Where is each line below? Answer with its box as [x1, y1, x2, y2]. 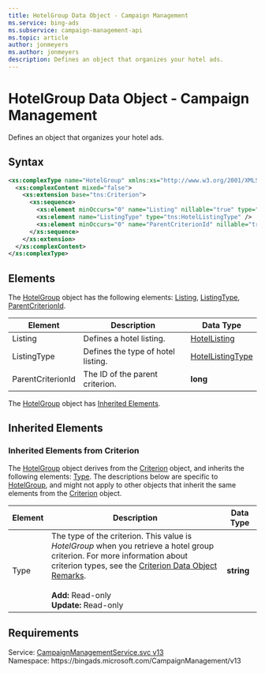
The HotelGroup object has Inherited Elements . [8, 399, 161, 408]
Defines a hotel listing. [83, 333, 166, 344]
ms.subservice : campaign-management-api [8, 26, 144, 34]
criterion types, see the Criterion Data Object [50, 560, 218, 571]
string [226, 565, 250, 576]
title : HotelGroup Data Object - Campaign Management [8, 11, 189, 20]
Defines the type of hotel [83, 346, 175, 357]
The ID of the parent [83, 369, 158, 380]
